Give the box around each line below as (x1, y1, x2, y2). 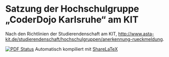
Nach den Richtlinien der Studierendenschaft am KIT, (5, 31, 117, 37)
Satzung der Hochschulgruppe (5, 3, 139, 15)
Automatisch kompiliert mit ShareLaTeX (35, 46, 118, 52)
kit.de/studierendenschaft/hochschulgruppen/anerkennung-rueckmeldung (5, 36, 163, 42)
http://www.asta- (118, 31, 155, 37)
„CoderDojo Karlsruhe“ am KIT (5, 14, 139, 25)
